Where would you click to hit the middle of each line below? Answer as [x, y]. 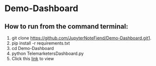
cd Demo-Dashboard [33, 48]
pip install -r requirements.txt [41, 43]
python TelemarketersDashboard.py [48, 53]
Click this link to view [33, 58]
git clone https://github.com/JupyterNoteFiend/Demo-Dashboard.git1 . [81, 38]
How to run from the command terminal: [66, 26]
